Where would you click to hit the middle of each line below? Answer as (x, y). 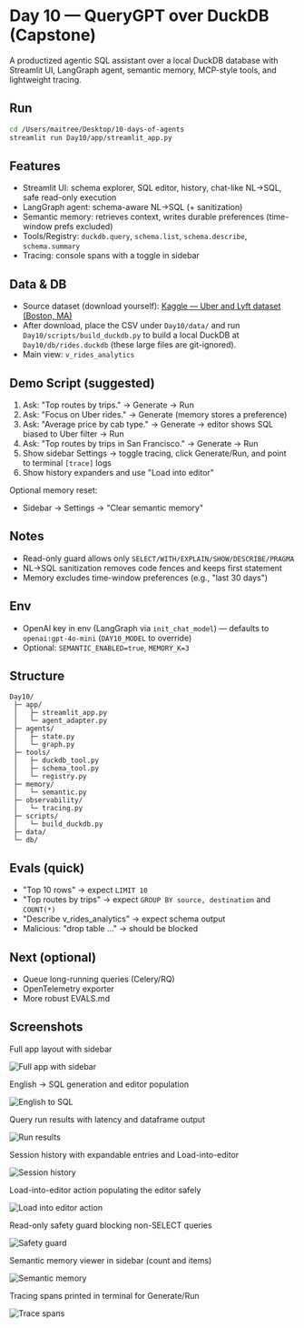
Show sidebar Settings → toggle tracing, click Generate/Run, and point (155, 453)
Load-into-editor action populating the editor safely (105, 1190)
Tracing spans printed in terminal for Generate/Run (104, 1295)
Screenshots (46, 1027)
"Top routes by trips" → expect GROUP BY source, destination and (146, 900)
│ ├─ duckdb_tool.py (56, 760)
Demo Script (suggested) (83, 383)
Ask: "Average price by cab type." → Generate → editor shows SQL (148, 424)
